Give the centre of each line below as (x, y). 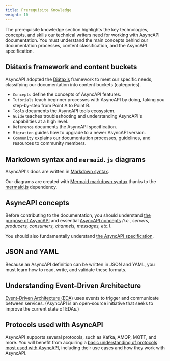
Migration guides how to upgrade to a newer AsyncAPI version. (79, 133)
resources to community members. (49, 143)
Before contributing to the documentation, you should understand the (78, 215)
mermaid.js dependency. (31, 187)
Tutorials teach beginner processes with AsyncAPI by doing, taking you (89, 100)
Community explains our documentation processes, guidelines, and (82, 138)
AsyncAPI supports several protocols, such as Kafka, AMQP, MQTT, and (81, 337)
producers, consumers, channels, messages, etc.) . (59, 226)
